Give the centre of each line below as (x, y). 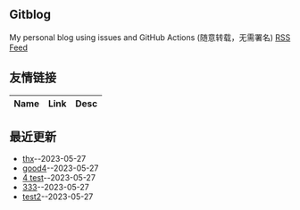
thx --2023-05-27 (54, 159)
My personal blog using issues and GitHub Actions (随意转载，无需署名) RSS (150, 37)
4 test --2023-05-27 (59, 178)
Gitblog (30, 15)
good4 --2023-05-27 (60, 168)
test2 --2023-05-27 (58, 197)
